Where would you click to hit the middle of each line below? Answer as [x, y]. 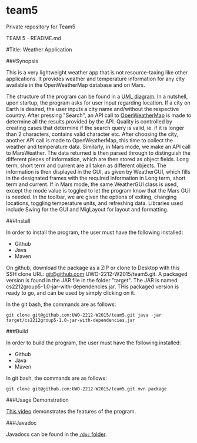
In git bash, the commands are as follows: [56, 378]
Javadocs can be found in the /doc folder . [56, 434]
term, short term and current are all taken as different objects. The [86, 165]
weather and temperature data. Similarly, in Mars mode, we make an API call [98, 146]
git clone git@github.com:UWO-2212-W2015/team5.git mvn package [86, 389]
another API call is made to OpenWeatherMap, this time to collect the [90, 140]
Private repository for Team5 [41, 27]
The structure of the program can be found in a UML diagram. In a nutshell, [97, 96]
